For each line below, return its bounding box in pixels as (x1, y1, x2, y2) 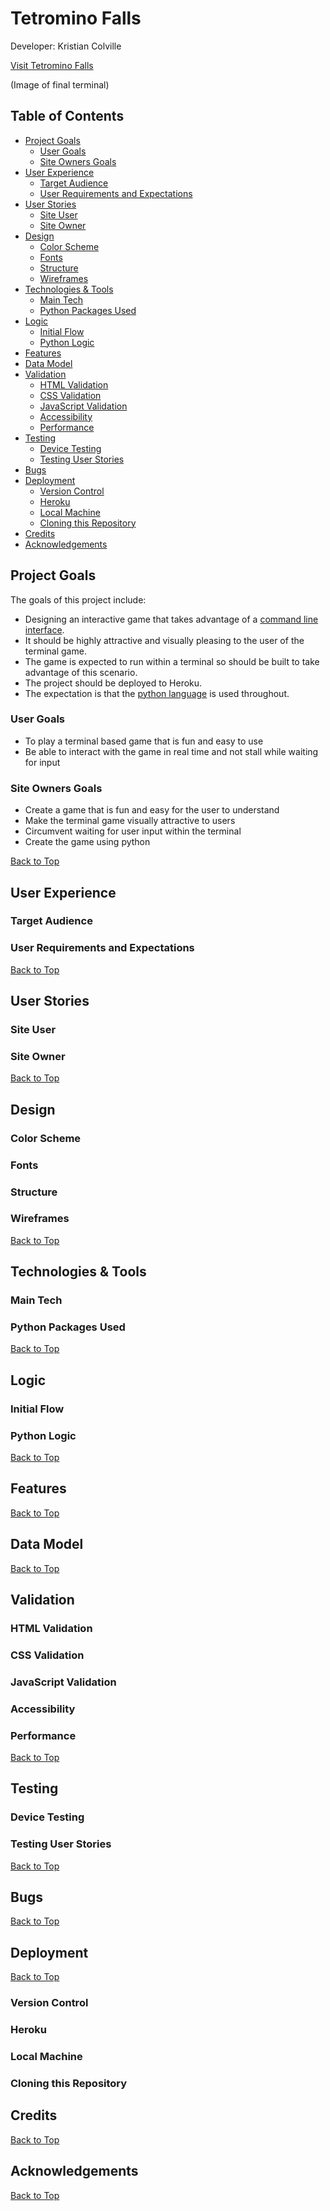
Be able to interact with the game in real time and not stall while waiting (24, 745, 319, 757)
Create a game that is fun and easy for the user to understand (24, 804, 280, 816)
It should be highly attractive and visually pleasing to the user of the (24, 634, 305, 646)
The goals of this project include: (10, 593, 147, 606)
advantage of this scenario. (24, 666, 138, 678)
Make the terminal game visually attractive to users (24, 815, 236, 827)
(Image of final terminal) (10, 78, 110, 91)
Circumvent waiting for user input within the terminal (24, 825, 242, 837)
